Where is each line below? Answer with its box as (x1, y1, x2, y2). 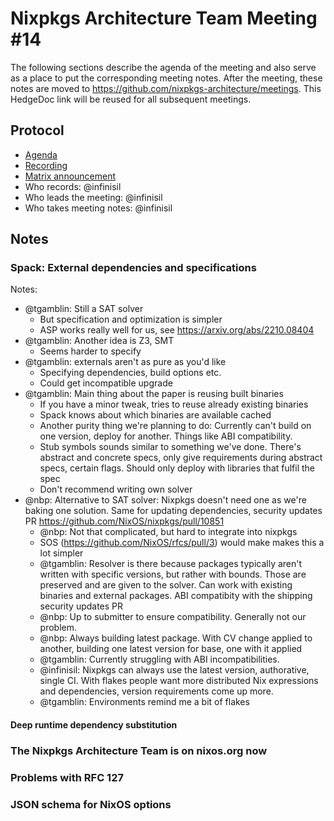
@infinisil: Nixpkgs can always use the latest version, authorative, (39, 664, 310, 676)
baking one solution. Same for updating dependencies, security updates (24, 505, 323, 517)
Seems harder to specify (39, 345, 142, 357)
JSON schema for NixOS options (10, 797, 172, 811)
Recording (24, 159, 68, 171)
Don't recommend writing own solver (39, 483, 193, 496)
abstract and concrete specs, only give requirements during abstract (39, 452, 323, 464)
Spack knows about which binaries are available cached (39, 409, 272, 421)
